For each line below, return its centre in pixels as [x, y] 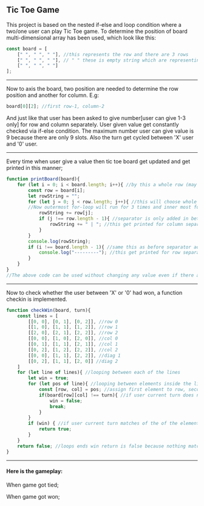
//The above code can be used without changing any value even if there [100, 275]
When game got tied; [32, 485]
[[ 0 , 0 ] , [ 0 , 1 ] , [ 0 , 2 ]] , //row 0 [73, 322]
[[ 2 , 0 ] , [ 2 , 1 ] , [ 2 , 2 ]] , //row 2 [73, 333]
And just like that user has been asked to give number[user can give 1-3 [96, 118]
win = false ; [66, 401]
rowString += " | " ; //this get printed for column [116, 225]
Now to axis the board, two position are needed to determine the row [93, 89]
